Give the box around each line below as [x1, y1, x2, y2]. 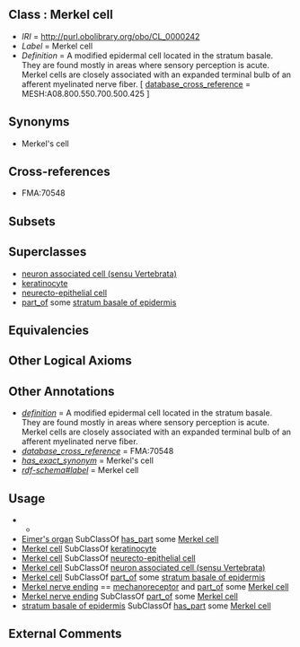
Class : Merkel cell [8, 7, 113, 22]
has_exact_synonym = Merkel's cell [21, 455, 154, 466]
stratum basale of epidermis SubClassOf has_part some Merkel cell [21, 600, 271, 611]
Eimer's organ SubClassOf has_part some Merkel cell [21, 534, 219, 545]
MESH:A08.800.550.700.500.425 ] [21, 88, 150, 99]
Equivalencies [8, 323, 89, 338]
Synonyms [8, 114, 70, 129]
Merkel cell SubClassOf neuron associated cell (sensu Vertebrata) [21, 563, 266, 573]
